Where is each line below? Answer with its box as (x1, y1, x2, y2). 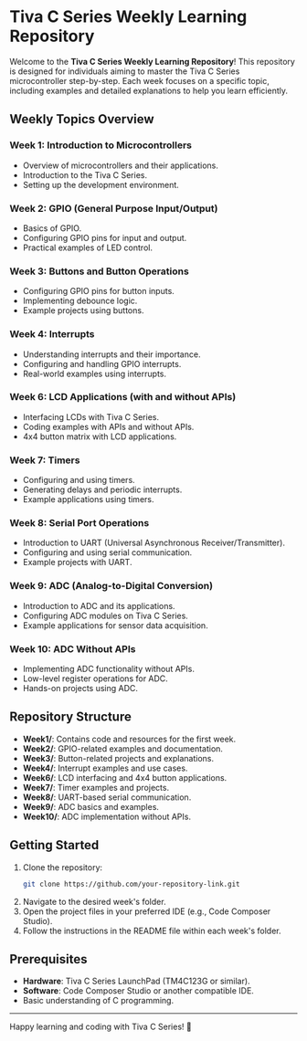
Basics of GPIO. (22, 222, 82, 234)
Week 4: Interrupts (9, 328, 95, 341)
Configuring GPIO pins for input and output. (22, 232, 187, 243)
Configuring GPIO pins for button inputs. (22, 286, 175, 297)
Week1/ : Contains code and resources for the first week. (22, 733, 237, 744)
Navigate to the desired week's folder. (22, 896, 166, 907)
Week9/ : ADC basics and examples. (22, 801, 160, 812)
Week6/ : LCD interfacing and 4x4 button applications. (22, 772, 228, 783)
